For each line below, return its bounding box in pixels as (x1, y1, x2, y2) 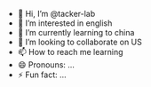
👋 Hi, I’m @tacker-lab (17, 9, 96, 19)
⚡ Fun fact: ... (17, 69, 67, 80)
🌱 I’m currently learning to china (17, 28, 135, 37)
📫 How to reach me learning (17, 47, 123, 57)
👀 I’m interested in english (17, 18, 113, 28)
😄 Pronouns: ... (17, 59, 75, 70)
